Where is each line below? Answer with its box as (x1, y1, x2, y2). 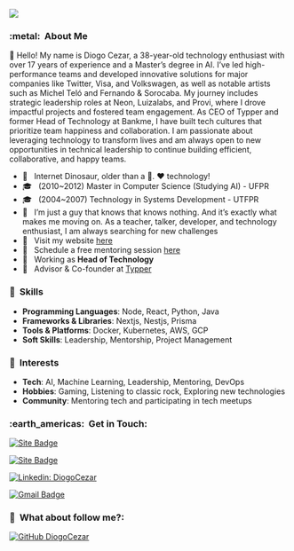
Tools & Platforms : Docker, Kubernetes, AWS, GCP (21, 325, 209, 335)
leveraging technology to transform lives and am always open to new (9, 135, 262, 146)
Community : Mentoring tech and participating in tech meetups (21, 395, 252, 405)
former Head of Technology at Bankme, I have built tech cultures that (9, 116, 262, 127)
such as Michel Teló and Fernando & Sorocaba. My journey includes (9, 88, 258, 98)
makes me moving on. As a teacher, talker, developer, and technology (21, 216, 277, 227)
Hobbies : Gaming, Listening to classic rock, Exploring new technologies (21, 386, 286, 397)
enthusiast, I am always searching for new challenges (21, 226, 219, 237)
